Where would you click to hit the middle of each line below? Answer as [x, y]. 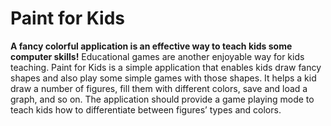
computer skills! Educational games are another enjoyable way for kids [157, 56]
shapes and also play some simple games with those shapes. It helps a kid [163, 78]
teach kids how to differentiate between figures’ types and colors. [146, 109]
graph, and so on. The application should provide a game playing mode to [162, 99]
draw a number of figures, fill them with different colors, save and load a [159, 88]
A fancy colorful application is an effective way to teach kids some [151, 46]
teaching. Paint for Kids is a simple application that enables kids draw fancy [166, 67]
